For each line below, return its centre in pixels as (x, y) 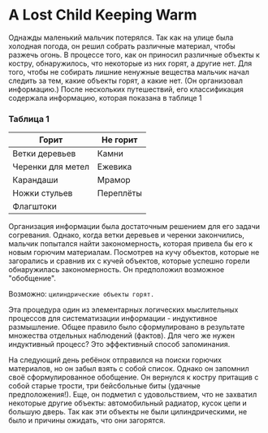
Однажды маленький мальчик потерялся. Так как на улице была (121, 37)
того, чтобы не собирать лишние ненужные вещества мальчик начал (129, 71)
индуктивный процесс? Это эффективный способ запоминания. (119, 344)
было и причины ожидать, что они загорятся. (87, 421)
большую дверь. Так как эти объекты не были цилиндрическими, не (128, 412)
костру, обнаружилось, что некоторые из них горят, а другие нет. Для (130, 63)
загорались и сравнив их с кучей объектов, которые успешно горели (129, 261)
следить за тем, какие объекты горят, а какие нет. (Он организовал (126, 80)
